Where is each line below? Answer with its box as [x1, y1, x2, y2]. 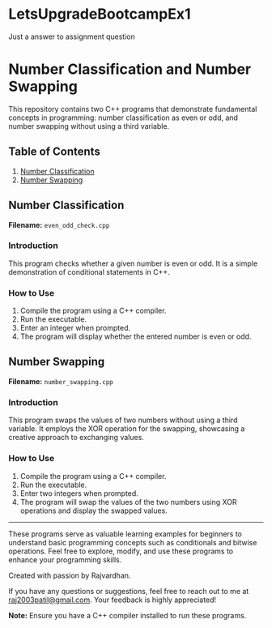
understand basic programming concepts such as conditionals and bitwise [8, 537, 257, 547]
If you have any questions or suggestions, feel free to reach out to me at [8, 586, 249, 596]
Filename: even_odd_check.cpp [8, 220, 110, 229]
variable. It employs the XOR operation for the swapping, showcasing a [8, 424, 245, 434]
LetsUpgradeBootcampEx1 [8, 5, 192, 23]
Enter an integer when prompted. [19, 323, 131, 333]
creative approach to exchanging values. [8, 433, 144, 442]
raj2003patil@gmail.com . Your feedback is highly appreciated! [8, 595, 217, 605]
